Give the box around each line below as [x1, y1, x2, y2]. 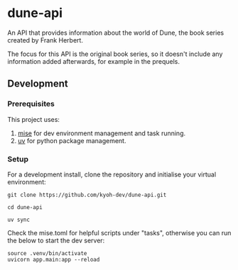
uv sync [7, 216, 31, 223]
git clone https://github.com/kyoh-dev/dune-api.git [7, 191, 167, 198]
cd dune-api [7, 203, 43, 210]
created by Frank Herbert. [7, 35, 84, 44]
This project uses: [7, 115, 60, 123]
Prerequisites [7, 99, 55, 109]
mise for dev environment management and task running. [17, 129, 186, 137]
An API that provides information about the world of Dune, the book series [7, 28, 225, 37]
